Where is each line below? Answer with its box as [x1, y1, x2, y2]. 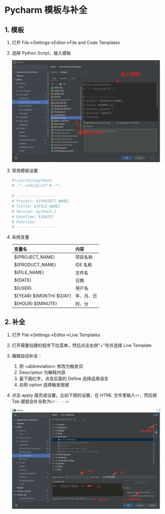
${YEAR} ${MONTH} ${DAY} [14, 292, 71, 298]
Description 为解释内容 [19, 369, 66, 375]
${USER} [14, 285, 32, 291]
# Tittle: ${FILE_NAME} [11, 204, 61, 209]
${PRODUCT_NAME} [14, 261, 56, 267]
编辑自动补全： [11, 353, 42, 358]
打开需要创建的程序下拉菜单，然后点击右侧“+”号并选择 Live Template [11, 342, 152, 348]
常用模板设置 [11, 167, 38, 173]
